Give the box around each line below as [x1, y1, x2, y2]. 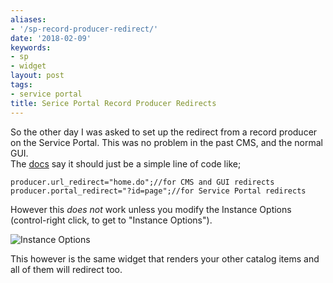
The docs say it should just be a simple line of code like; [10, 157, 242, 170]
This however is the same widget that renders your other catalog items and [10, 252, 320, 265]
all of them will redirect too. [10, 263, 123, 275]
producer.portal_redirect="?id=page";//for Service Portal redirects [10, 186, 307, 196]
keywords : [10, 42, 52, 53]
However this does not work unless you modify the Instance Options [10, 203, 292, 215]
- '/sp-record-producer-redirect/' [10, 24, 159, 34]
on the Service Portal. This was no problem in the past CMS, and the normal [10, 136, 323, 148]
